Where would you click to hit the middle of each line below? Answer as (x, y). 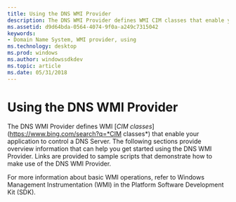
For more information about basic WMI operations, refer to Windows (106, 177)
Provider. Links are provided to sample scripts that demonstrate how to (110, 156)
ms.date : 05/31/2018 (38, 72)
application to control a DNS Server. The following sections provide (104, 142)
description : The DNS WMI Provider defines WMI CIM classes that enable (116, 20)
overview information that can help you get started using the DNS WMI (110, 149)
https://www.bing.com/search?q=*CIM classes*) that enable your (104, 134)
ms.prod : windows (33, 53)
